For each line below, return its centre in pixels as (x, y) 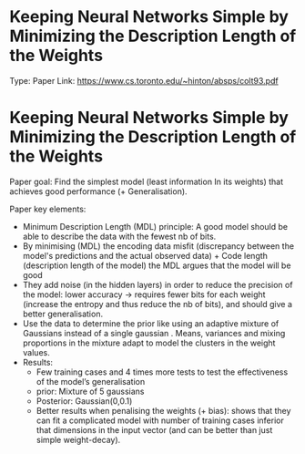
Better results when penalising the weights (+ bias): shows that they (163, 410)
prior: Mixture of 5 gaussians (90, 391)
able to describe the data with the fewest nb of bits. (119, 236)
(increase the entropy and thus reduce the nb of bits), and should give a (158, 304)
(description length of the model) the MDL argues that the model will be (157, 265)
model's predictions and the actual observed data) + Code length (145, 255)
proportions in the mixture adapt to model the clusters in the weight (149, 343)
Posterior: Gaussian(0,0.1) (84, 401)
